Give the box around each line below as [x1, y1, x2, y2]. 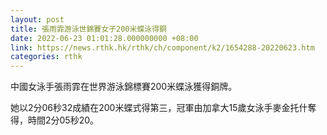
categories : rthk [10, 52, 83, 62]
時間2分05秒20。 [27, 114, 100, 126]
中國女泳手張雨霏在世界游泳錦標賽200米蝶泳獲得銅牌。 [10, 81, 238, 93]
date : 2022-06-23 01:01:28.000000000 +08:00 [10, 33, 199, 43]
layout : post [10, 14, 65, 25]
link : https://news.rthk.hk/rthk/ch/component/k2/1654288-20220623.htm [10, 42, 315, 53]
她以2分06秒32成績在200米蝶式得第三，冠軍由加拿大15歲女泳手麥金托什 [10, 102, 308, 114]
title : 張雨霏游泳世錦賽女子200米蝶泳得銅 [10, 24, 167, 34]
